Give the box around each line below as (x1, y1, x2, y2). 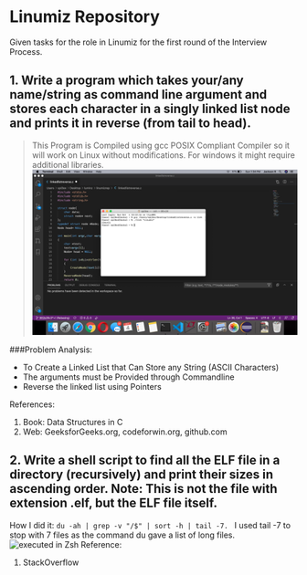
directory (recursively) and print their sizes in (9, 467, 274, 483)
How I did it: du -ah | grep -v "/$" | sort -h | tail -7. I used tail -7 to (9, 519, 291, 530)
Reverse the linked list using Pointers (22, 381, 162, 392)
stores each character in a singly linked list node (9, 101, 291, 117)
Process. (9, 46, 43, 57)
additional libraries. (31, 159, 104, 170)
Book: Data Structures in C (22, 416, 123, 427)
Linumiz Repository (9, 6, 160, 27)
